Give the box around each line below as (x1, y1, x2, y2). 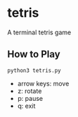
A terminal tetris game (7, 28, 72, 36)
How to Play (7, 48, 61, 60)
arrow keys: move (17, 79, 70, 88)
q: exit (17, 102, 36, 110)
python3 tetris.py (7, 67, 61, 74)
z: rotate (17, 86, 42, 95)
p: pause (17, 94, 44, 102)
